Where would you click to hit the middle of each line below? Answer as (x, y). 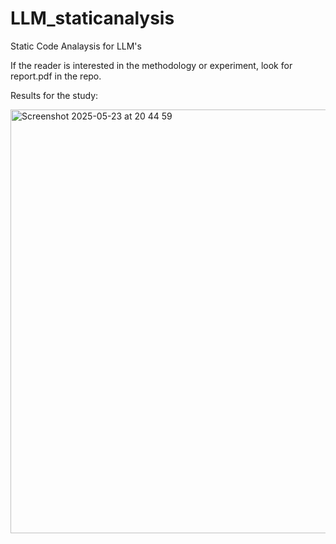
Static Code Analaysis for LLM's (76, 46)
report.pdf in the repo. (56, 76)
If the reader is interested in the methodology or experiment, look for (151, 65)
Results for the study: (54, 95)
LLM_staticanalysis (92, 18)
